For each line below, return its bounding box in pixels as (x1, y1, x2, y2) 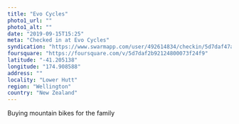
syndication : (7, 43, 46, 50)
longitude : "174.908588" (7, 63, 81, 70)
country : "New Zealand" (7, 89, 78, 96)
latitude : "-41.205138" (7, 57, 78, 64)
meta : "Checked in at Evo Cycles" (7, 37, 110, 44)
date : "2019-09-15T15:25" (7, 30, 84, 38)
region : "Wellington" (7, 83, 72, 90)
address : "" (7, 69, 43, 77)
